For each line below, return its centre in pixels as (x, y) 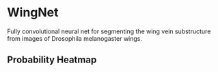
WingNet (33, 13)
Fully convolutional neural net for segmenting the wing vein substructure (109, 31)
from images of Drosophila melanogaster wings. (74, 38)
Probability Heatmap (52, 60)
